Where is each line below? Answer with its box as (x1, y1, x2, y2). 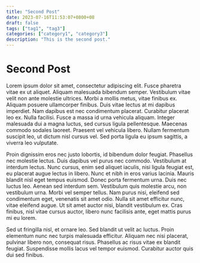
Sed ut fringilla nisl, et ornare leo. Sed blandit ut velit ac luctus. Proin (6, 225, 174, 233)
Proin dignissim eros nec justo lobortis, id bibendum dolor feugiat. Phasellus (6, 151, 193, 158)
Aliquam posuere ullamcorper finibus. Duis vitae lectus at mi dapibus (6, 101, 176, 108)
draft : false (6, 20, 39, 26)
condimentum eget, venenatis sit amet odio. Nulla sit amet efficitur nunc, (6, 195, 185, 202)
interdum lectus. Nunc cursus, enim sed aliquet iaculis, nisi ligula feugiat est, (6, 163, 194, 170)
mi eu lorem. (6, 214, 37, 221)
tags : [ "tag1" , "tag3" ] (6, 25, 66, 32)
